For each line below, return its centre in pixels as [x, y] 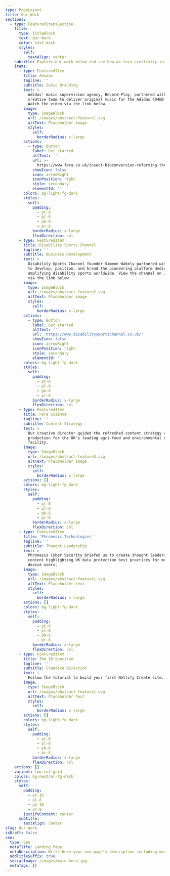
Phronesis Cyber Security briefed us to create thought [88, 555]
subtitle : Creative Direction [55, 668]
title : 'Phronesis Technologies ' [60, 537]
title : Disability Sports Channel [60, 245]
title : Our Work [22, 15]
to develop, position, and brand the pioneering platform [90, 269]
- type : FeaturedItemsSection [41, 24]
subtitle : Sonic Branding [51, 85]
